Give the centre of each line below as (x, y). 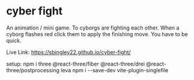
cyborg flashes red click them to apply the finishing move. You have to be (97, 34)
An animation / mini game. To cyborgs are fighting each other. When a (93, 28)
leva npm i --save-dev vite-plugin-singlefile (115, 70)
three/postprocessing (33, 70)
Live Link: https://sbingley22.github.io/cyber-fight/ (68, 52)
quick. (14, 40)
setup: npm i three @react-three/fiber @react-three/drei (76, 64)
